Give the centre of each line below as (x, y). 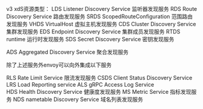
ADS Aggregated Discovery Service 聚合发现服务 (68, 52)
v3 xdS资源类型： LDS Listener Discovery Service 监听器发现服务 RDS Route (102, 9)
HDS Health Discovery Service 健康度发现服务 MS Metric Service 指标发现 (99, 92)
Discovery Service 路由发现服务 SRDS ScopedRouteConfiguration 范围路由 (99, 16)
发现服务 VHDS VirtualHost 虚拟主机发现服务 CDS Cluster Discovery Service (101, 24)
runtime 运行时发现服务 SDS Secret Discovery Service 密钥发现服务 (90, 39)
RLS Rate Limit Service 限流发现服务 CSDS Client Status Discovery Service (99, 78)
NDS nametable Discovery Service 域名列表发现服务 (78, 99)
